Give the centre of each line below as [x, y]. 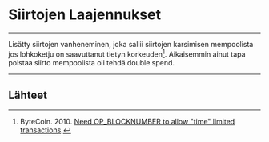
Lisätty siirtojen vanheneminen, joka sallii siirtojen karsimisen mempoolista [131, 44]
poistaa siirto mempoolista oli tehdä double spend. [91, 62]
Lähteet [28, 95]
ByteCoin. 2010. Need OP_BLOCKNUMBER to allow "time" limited [127, 122]
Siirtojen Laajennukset [85, 15]
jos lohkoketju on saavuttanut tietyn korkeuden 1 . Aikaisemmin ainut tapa [127, 53]
